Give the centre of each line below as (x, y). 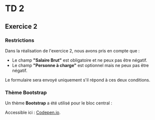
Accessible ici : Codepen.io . (33, 113)
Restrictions (20, 40)
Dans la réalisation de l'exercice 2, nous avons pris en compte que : (72, 51)
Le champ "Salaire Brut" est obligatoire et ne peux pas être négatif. (80, 60)
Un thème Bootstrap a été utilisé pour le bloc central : (59, 103)
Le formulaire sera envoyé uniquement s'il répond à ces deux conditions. (78, 80)
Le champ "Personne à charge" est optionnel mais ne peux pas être (80, 65)
